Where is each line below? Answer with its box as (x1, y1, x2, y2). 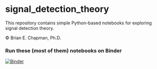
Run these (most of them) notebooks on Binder (5, 47, 122, 54)
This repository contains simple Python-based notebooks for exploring (5, 20, 152, 26)
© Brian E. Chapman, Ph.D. (5, 35, 61, 41)
